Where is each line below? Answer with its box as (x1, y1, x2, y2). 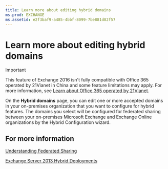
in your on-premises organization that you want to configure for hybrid (5, 103, 155, 109)
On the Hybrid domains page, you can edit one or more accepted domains (5, 98, 163, 104)
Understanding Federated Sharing (5, 148, 77, 154)
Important (5, 67, 26, 73)
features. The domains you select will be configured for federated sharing (5, 109, 161, 115)
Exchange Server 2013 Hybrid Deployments (5, 158, 98, 164)
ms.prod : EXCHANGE (5, 12, 45, 17)
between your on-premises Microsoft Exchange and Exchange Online (5, 114, 152, 120)
